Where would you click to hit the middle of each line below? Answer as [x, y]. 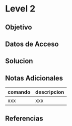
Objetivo [19, 27]
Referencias [24, 118]
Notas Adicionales [34, 78]
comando [19, 92]
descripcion [50, 92]
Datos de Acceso [32, 44]
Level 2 [20, 9]
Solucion [19, 61]
